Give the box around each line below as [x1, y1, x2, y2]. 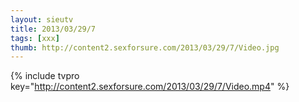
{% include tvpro [10, 70, 80, 82]
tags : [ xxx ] [10, 33, 60, 43]
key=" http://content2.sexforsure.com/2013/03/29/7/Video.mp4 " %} [10, 81, 290, 93]
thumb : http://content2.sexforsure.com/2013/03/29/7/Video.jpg [10, 42, 280, 53]
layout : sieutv [10, 14, 74, 25]
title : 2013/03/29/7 [10, 24, 97, 34]
